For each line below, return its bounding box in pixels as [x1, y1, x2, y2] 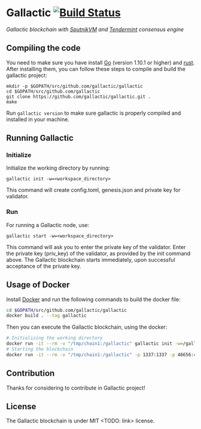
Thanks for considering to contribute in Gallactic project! [6, 384, 145, 391]
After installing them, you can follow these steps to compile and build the [6, 65, 185, 72]
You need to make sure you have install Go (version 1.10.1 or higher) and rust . [6, 59, 195, 66]
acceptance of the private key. [6, 262, 82, 269]
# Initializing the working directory [6, 335, 103, 341]
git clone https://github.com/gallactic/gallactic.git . [6, 93, 151, 100]
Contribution [6, 368, 55, 379]
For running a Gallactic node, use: [6, 221, 90, 228]
